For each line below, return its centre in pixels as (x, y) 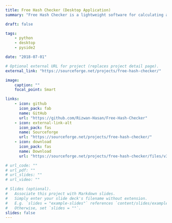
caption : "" (27, 85)
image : (12, 80)
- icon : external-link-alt (43, 123)
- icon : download (33, 142)
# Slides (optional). (28, 189)
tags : (11, 33)
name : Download (35, 151)
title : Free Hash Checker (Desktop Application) (58, 10)
